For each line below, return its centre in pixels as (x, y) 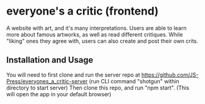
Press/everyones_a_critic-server (47, 81)
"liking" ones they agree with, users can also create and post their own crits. (102, 41)
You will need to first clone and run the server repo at (73, 75)
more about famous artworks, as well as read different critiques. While (95, 34)
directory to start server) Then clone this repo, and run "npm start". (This (98, 88)
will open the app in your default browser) (59, 94)
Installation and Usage (50, 60)
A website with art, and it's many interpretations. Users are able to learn (97, 28)
